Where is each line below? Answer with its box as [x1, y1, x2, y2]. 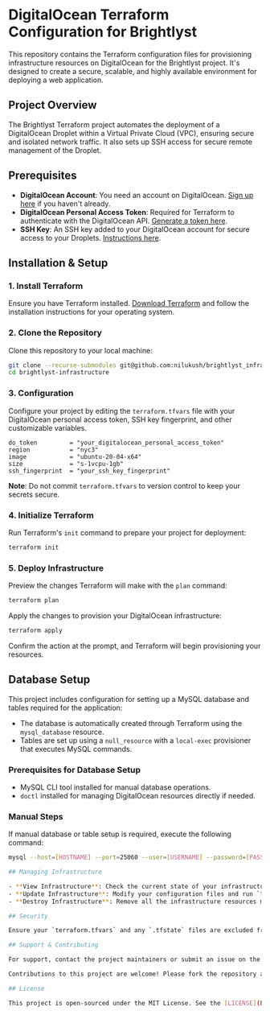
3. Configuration [8, 388, 74, 399]
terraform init [8, 543, 59, 551]
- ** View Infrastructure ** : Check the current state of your [8, 882, 218, 890]
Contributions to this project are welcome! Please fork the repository [8, 970, 257, 979]
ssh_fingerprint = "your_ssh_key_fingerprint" [8, 467, 171, 475]
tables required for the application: [8, 703, 123, 712]
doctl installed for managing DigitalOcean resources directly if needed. [19, 790, 256, 800]
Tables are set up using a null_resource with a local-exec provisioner [19, 735, 252, 745]
